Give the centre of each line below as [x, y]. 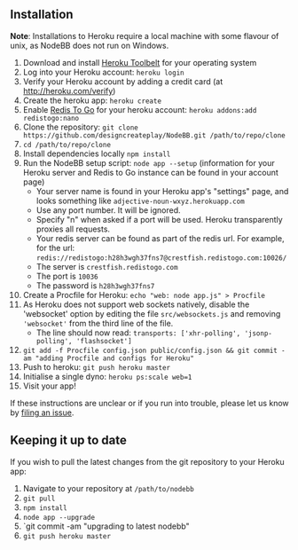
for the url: [55, 247]
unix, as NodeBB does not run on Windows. [90, 45]
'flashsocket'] [104, 341]
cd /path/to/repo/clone [67, 145]
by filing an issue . [42, 412]
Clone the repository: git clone [80, 127]
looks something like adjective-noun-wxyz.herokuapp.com [140, 200]
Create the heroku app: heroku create [92, 100]
